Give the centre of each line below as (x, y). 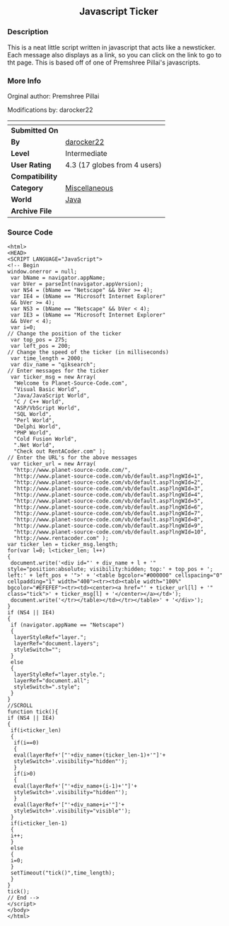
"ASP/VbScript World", (47, 408)
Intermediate (86, 153)
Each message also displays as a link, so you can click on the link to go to (114, 55)
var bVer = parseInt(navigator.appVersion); (77, 284)
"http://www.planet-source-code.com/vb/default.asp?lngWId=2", (108, 482)
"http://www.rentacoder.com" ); (61, 538)
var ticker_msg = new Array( (53, 377)
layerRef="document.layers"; (57, 644)
